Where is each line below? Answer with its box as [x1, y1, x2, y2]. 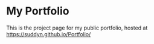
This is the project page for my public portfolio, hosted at [6, 24, 148, 31]
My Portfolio [6, 4, 69, 18]
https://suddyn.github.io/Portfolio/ [6, 30, 91, 37]
